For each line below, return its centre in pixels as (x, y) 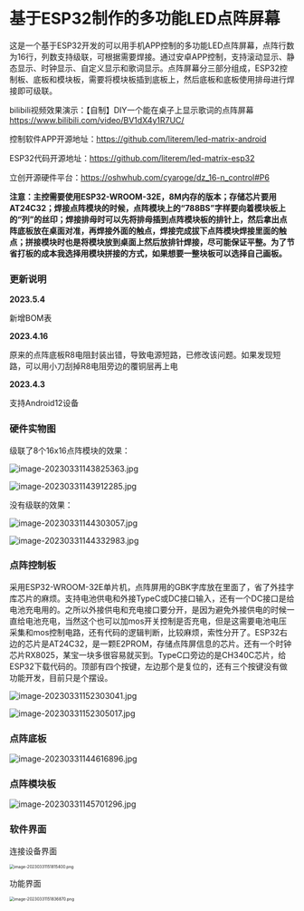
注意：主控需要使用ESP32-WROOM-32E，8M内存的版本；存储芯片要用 (143, 197)
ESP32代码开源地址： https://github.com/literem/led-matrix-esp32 (132, 158)
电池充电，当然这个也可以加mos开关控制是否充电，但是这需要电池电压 (156, 621)
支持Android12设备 (44, 403)
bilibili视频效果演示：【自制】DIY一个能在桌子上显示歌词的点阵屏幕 (132, 110)
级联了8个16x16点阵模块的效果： (70, 451)
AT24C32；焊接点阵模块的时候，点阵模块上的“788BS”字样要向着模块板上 (148, 208)
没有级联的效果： (41, 505)
